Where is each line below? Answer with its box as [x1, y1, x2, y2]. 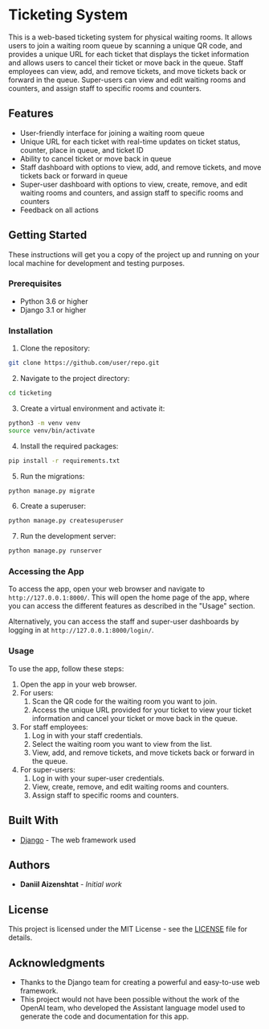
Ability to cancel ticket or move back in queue [19, 154, 172, 163]
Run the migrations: [19, 471, 85, 481]
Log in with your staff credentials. [31, 730, 143, 740]
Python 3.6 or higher [19, 296, 88, 306]
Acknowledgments [8, 956, 106, 970]
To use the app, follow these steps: [8, 663, 124, 673]
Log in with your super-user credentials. [31, 773, 165, 783]
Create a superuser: [19, 501, 87, 511]
